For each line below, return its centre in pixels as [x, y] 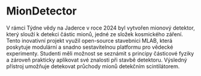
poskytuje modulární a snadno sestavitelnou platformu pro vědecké [90, 47]
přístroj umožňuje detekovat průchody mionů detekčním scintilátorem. [93, 66]
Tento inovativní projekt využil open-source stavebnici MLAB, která [89, 40]
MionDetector [42, 11]
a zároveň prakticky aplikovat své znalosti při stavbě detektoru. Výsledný [97, 60]
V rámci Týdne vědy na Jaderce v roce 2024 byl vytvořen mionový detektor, [101, 28]
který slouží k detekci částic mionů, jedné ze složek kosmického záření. [95, 34]
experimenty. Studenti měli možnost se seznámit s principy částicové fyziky [100, 53]
